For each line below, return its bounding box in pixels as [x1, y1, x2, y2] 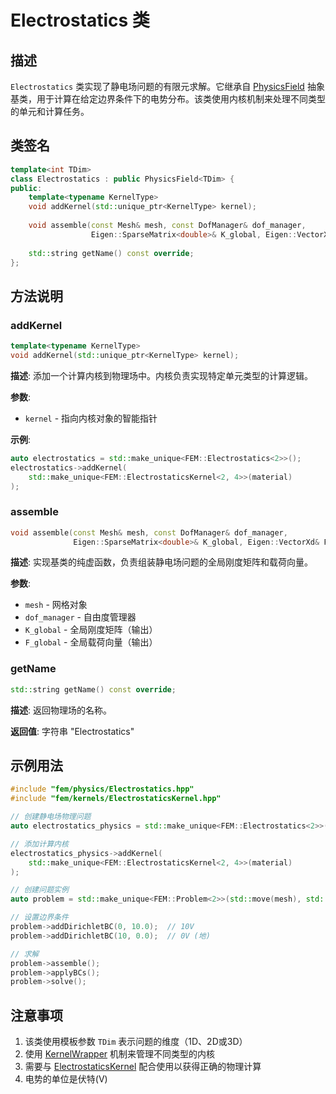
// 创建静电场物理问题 [10, 812, 92, 822]
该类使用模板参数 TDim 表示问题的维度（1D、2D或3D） [24, 1036, 248, 1048]
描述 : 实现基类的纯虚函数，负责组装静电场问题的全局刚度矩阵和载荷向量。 [10, 556, 313, 568]
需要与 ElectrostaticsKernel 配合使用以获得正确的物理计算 [24, 1061, 262, 1073]
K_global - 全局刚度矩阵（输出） [24, 624, 158, 636]
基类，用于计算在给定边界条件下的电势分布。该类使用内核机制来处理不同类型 [10, 93, 326, 105]
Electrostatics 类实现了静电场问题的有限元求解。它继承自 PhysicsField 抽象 [10, 81, 325, 92]
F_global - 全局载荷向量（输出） [24, 636, 158, 648]
